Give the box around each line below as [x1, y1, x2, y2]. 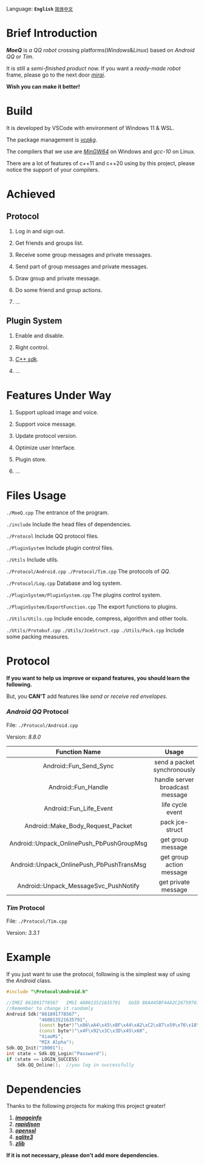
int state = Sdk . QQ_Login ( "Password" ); [6, 1050, 107, 1056]
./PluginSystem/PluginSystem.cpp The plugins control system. [6, 591, 162, 598]
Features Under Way [6, 388, 112, 402]
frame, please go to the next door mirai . [6, 71, 106, 78]
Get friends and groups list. [15, 239, 84, 247]
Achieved [6, 188, 56, 201]
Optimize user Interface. [15, 443, 76, 451]
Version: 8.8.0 [6, 733, 41, 740]
